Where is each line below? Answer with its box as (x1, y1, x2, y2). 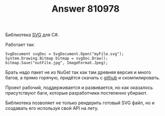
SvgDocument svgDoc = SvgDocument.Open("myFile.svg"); (5, 51, 124, 56)
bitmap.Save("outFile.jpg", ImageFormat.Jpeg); (5, 61, 108, 66)
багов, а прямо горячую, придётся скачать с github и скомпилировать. (5, 75, 160, 81)
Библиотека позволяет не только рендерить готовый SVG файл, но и (5, 100, 155, 106)
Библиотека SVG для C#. (5, 32, 60, 38)
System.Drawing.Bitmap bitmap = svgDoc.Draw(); (5, 56, 108, 61)
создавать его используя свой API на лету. (5, 105, 99, 111)
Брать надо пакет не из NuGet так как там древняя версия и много (5, 69, 151, 75)
